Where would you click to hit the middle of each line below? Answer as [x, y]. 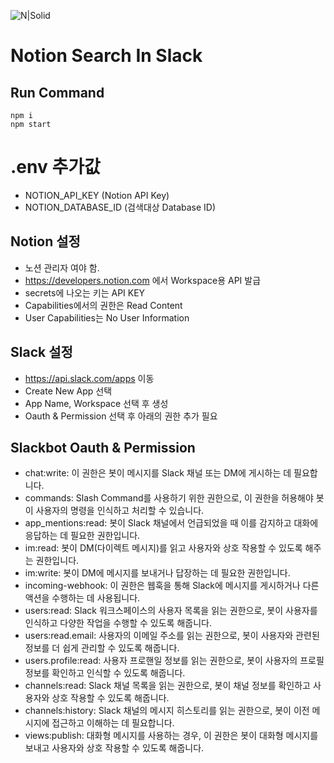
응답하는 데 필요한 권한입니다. [82, 536]
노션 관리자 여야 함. [62, 267]
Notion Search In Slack [106, 56]
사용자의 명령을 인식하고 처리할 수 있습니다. [120, 511]
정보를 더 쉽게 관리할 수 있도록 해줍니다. [102, 648]
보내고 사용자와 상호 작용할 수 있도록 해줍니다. [114, 748]
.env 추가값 [55, 167]
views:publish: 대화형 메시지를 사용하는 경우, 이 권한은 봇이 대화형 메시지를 [171, 736]
